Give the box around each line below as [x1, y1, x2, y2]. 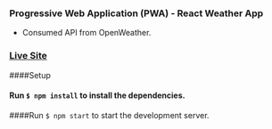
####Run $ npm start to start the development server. [9, 109, 210, 120]
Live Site [9, 50, 47, 62]
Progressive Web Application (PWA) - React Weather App [9, 7, 264, 20]
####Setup [9, 69, 52, 80]
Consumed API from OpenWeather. [21, 28, 152, 38]
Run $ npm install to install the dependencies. [9, 90, 185, 101]
